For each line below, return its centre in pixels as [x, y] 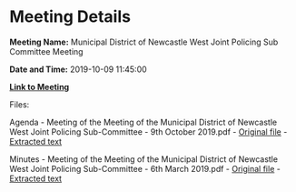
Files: [20, 104]
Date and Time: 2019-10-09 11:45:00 [78, 69]
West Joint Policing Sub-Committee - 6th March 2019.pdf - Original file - [145, 168]
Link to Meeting [39, 86]
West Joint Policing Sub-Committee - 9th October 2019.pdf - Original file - [148, 131]
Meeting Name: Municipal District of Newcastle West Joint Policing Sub [144, 42]
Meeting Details [70, 17]
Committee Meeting [46, 51]
